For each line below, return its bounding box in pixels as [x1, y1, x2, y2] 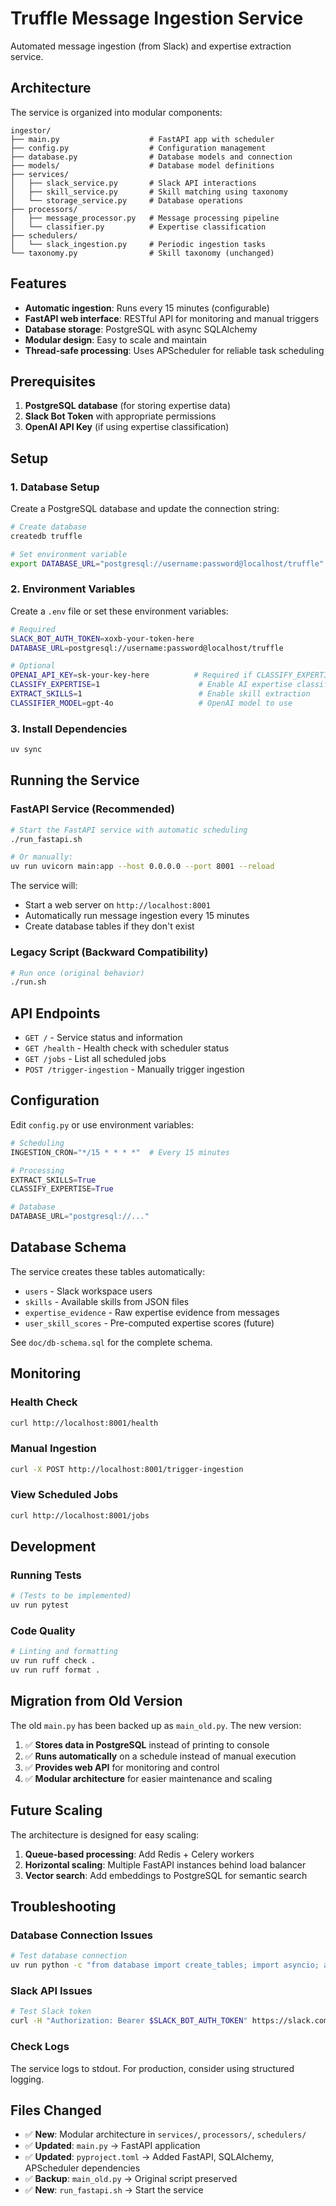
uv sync [10, 745, 43, 755]
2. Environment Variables [10, 582, 136, 596]
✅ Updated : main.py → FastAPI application [24, 2140, 201, 2152]
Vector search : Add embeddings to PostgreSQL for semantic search [24, 1869, 308, 1881]
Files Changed [10, 2102, 102, 2119]
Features [10, 275, 67, 292]
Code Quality [10, 1624, 76, 1638]
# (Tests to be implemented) [10, 1591, 132, 1601]
